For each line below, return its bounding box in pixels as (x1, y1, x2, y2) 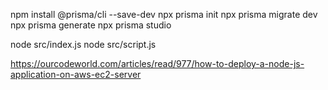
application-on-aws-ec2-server (10, 69, 142, 80)
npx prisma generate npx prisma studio (10, 19, 172, 31)
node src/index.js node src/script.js (10, 39, 157, 50)
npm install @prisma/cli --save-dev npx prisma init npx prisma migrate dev (10, 9, 318, 20)
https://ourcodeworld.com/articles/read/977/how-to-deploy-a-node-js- (10, 58, 305, 69)
